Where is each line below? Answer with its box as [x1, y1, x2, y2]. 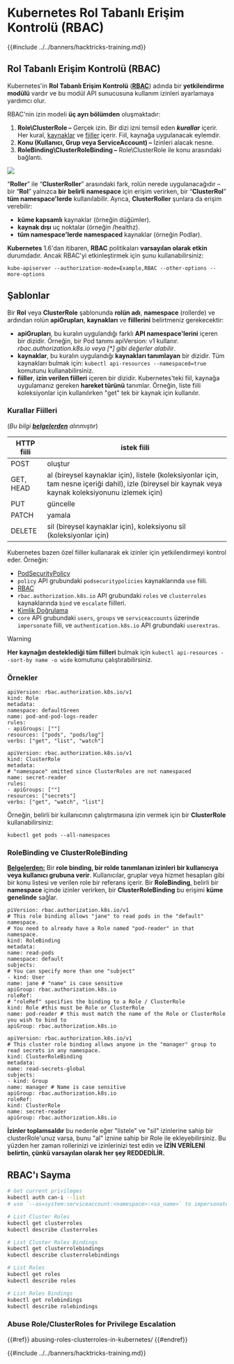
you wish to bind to [7, 1017, 68, 1024]
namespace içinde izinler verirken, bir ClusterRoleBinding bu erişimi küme [7, 886, 224, 894]
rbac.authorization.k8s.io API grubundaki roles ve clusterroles [17, 591, 207, 599]
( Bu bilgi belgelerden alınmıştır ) [7, 421, 99, 430]
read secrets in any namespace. [7, 1047, 101, 1054]
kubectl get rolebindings [7, 1296, 82, 1303]
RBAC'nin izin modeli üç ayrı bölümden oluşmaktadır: [7, 110, 161, 118]
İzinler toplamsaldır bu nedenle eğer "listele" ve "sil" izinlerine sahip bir [7, 1127, 214, 1135]
